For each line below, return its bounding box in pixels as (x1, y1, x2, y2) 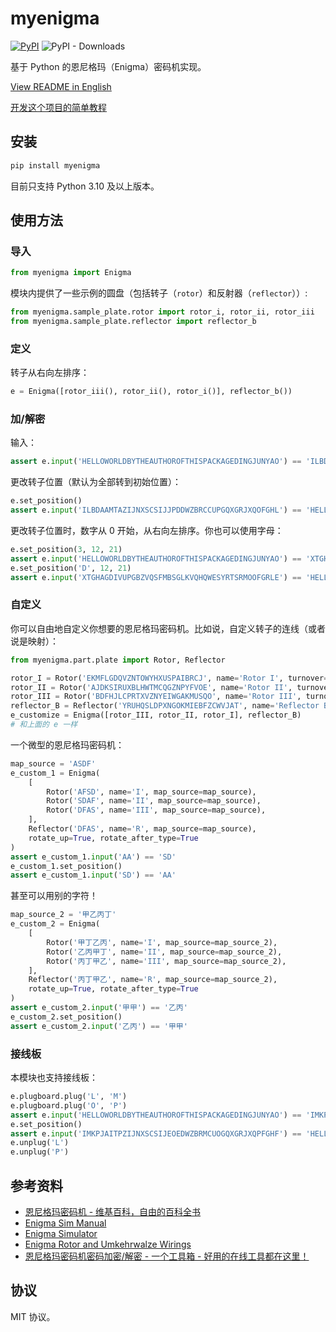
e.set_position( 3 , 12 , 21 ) (10, 545, 123, 555)
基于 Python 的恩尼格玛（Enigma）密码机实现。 (10, 60, 207, 72)
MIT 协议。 (10, 1310, 56, 1322)
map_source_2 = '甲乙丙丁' (10, 910, 117, 920)
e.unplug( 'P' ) (10, 1147, 70, 1157)
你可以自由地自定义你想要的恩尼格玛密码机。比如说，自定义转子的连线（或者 (10, 622, 326, 634)
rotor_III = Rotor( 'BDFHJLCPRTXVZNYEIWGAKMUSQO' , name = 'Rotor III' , (10, 692, 302, 702)
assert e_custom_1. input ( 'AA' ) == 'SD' (10, 852, 177, 862)
